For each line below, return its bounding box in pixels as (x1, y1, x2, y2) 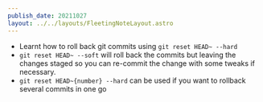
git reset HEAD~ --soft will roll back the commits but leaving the (18, 50, 236, 59)
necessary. (18, 67, 56, 76)
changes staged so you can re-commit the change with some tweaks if (18, 58, 255, 68)
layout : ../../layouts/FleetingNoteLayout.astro (7, 19, 174, 27)
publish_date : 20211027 (7, 11, 88, 20)
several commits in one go (18, 84, 107, 93)
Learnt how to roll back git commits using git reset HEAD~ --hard (18, 41, 238, 51)
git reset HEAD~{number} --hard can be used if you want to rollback (18, 75, 246, 85)
